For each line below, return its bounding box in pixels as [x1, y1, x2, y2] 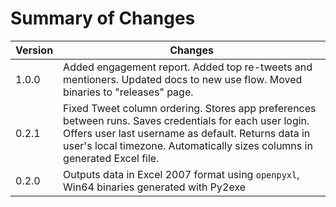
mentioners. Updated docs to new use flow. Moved [63, 72, 303, 86]
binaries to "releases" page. [63, 85, 194, 99]
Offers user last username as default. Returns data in [63, 126, 311, 140]
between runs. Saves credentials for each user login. [63, 113, 310, 127]
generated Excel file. [63, 151, 160, 165]
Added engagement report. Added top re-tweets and [63, 60, 313, 74]
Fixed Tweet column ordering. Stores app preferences [63, 101, 317, 115]
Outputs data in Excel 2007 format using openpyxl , [63, 167, 300, 181]
